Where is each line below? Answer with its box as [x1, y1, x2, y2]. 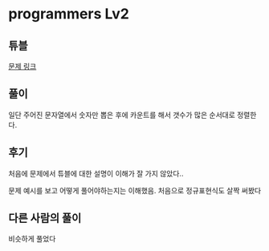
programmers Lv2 [8, 5, 130, 23]
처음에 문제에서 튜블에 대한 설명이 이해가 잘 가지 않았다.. [8, 168, 184, 178]
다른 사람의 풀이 [8, 212, 82, 225]
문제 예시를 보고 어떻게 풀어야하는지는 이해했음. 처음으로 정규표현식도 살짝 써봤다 [8, 185, 262, 195]
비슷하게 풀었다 [8, 234, 56, 244]
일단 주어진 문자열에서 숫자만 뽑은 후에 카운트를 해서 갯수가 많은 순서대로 [8, 110, 235, 119]
